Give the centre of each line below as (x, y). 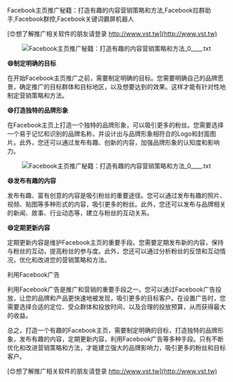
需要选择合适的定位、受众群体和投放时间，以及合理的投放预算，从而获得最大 (116, 307)
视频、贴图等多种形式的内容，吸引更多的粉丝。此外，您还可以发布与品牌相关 (116, 204)
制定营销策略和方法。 (37, 95)
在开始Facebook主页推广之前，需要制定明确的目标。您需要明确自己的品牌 (112, 78)
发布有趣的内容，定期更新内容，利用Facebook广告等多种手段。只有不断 (121, 339)
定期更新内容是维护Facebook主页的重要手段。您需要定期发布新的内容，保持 (115, 242)
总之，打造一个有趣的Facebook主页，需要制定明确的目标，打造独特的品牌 (112, 330)
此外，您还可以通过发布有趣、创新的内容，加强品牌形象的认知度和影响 (119, 142)
